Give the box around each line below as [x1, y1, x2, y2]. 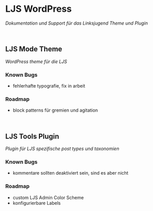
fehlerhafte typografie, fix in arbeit [12, 83, 85, 89]
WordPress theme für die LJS [5, 58, 68, 65]
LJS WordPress [5, 3, 72, 15]
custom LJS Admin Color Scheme [12, 194, 84, 200]
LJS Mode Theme [5, 45, 62, 54]
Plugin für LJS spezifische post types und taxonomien [5, 145, 119, 152]
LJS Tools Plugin [5, 132, 59, 141]
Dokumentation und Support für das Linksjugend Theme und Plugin [5, 20, 148, 26]
